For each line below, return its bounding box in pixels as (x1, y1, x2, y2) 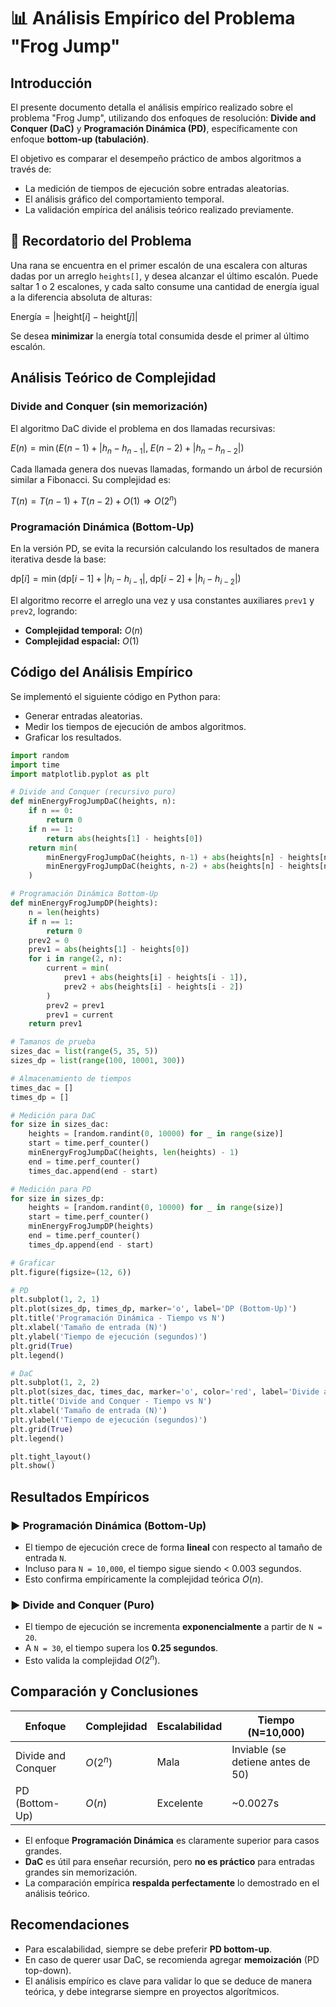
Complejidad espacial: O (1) (24, 635, 140, 647)
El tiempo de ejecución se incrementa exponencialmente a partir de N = (24, 1621, 323, 1633)
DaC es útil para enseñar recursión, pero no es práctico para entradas (24, 1855, 315, 1867)
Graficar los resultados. (24, 731, 122, 743)
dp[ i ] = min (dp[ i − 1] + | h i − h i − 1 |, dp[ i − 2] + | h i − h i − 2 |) (10, 573, 242, 587)
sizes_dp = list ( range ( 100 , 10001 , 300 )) (10, 1056, 186, 1066)
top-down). (24, 1964, 72, 1976)
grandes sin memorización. (24, 1866, 138, 1878)
